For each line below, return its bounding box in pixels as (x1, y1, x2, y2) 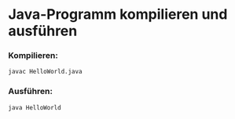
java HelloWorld (8, 103, 61, 111)
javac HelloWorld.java (8, 68, 83, 76)
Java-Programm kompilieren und (8, 5, 228, 23)
